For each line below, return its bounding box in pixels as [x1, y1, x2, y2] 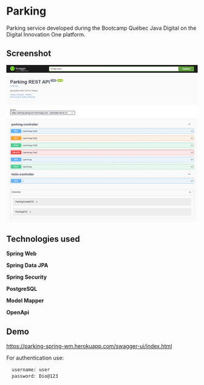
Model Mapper [6, 297, 44, 304]
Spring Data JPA [6, 262, 49, 269]
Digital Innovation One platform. [6, 30, 86, 38]
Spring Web [6, 250, 37, 257]
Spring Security [6, 273, 47, 281]
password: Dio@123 [12, 373, 59, 380]
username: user [12, 367, 50, 373]
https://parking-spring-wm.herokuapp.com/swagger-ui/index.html [6, 342, 172, 350]
